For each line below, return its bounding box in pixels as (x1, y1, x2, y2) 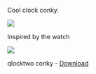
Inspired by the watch (7, 33, 70, 40)
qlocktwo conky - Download (7, 59, 89, 67)
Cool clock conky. (7, 6, 60, 14)
